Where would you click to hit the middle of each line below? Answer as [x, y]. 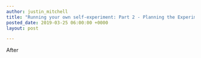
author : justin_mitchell [37, 12]
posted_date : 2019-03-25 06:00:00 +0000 [57, 22]
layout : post [22, 28]
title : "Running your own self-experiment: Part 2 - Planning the [91, 17]
